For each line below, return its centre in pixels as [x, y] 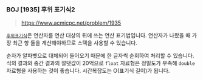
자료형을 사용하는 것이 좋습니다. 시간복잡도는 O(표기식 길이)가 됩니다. [88, 71]
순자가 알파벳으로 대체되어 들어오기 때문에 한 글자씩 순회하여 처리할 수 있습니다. [100, 56]
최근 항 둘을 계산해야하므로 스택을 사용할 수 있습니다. [75, 43]
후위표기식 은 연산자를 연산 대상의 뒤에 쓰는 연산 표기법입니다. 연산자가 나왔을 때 [98, 35]
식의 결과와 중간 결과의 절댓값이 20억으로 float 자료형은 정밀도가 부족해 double [101, 63]
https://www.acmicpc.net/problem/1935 [71, 23]
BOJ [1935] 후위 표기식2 [41, 9]
